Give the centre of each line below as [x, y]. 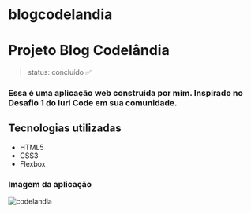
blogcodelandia [60, 15]
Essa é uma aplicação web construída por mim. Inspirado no [126, 94]
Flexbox [32, 163]
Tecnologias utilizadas [65, 129]
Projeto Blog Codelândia [89, 51]
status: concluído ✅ [60, 72]
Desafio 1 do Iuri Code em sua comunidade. [93, 103]
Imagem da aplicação [50, 184]
